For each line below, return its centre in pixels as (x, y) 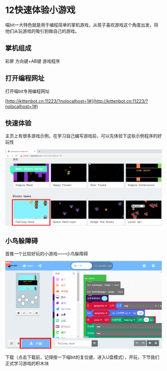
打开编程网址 (25, 78)
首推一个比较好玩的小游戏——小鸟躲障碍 (46, 254)
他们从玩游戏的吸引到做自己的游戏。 (42, 31)
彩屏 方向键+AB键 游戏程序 (33, 61)
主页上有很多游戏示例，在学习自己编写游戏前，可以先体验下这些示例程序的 (81, 136)
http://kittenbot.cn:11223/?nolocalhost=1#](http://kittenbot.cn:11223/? (77, 101)
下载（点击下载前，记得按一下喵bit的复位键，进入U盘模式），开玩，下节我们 (82, 357)
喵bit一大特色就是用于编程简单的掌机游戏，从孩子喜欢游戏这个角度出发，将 (82, 25)
